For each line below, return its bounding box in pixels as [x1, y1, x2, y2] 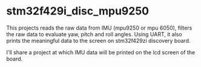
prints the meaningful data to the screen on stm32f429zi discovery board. [6, 37, 191, 44]
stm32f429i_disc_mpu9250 [6, 4, 150, 18]
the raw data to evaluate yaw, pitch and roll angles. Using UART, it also [6, 30, 183, 37]
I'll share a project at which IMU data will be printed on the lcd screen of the [6, 48, 196, 56]
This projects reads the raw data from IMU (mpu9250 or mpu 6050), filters [6, 24, 193, 31]
